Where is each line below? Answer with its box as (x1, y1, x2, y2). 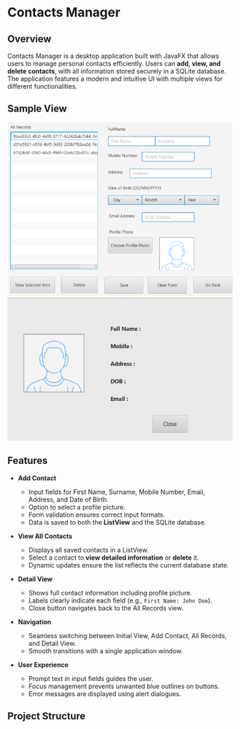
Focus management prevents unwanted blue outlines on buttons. (28, 682, 220, 690)
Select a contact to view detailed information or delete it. (28, 553, 199, 562)
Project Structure (7, 710, 86, 723)
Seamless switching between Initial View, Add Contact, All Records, (28, 631, 227, 640)
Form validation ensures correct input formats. (28, 510, 166, 519)
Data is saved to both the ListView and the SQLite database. (28, 517, 206, 526)
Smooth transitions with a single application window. (28, 646, 184, 655)
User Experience (17, 660, 69, 669)
